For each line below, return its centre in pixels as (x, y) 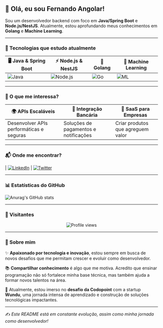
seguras (17, 135)
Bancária (87, 115)
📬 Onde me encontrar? (33, 156)
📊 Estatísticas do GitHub (35, 185)
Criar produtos (132, 123)
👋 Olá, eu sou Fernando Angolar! (55, 9)
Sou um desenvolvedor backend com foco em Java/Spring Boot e (72, 20)
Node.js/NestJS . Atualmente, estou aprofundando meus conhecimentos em (81, 26)
